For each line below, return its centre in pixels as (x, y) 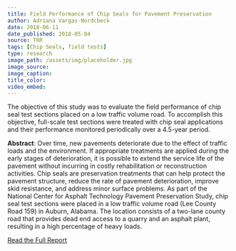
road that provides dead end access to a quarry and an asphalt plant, (109, 219)
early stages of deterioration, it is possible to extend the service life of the (116, 159)
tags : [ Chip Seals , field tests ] (57, 47)
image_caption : (30, 73)
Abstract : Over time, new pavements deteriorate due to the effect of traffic (117, 144)
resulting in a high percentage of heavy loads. (75, 226)
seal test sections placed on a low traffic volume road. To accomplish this (115, 114)
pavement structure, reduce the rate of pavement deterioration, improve (113, 181)
